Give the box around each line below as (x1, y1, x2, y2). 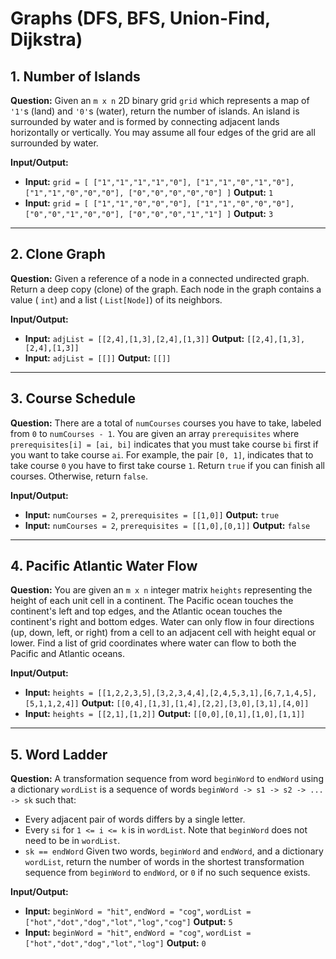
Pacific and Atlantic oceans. (10, 648, 125, 660)
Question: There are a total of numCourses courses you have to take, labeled (10, 417, 322, 429)
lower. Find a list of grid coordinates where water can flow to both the (10, 637, 297, 649)
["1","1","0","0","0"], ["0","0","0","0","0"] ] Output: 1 (24, 187, 274, 198)
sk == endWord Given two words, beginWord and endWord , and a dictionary (24, 845, 324, 857)
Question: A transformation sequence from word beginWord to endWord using (10, 773, 324, 785)
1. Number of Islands (10, 68, 141, 85)
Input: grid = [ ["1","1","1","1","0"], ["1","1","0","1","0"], (24, 176, 295, 187)
